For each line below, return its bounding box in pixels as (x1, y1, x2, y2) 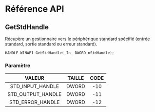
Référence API (5, 3, 64, 15)
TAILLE (67, 75, 84, 82)
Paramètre (5, 62, 31, 69)
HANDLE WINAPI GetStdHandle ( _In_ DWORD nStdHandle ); (5, 50, 115, 55)
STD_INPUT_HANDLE (10, 83, 59, 90)
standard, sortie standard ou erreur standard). (5, 41, 97, 47)
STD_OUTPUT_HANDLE (7, 91, 62, 98)
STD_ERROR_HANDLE (9, 99, 60, 106)
